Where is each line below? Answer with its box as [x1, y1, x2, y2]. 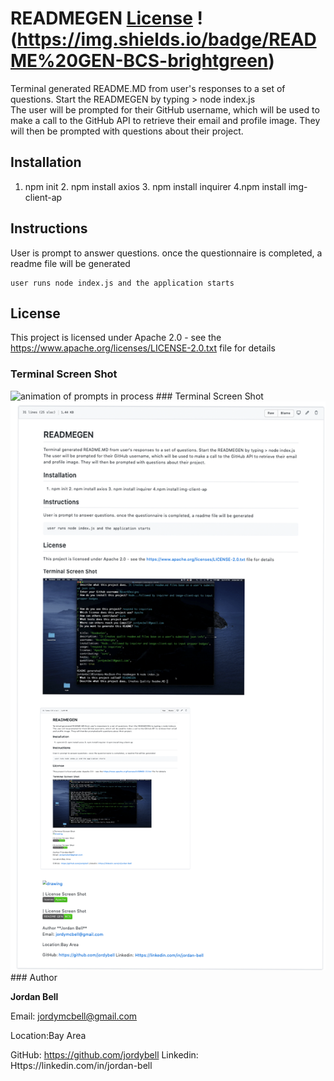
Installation [10, 154, 82, 171]
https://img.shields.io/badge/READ [16, 28, 317, 51]
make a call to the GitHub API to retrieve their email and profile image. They [10, 114, 321, 126]
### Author [10, 971, 58, 983]
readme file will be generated [10, 257, 131, 269]
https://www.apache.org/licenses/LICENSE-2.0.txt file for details [10, 342, 276, 354]
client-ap [24, 191, 63, 203]
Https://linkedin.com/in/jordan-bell [10, 1059, 153, 1071]
